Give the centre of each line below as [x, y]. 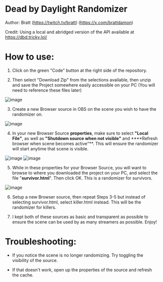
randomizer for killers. [34, 207]
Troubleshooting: [41, 242]
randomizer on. [27, 114]
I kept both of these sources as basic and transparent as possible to [80, 217]
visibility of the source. [35, 260]
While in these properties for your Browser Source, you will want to [79, 167]
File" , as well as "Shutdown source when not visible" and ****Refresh [85, 138]
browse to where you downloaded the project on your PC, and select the [85, 173]
